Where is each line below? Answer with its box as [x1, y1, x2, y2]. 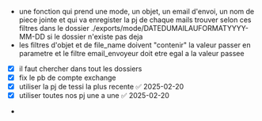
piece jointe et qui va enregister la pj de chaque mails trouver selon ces [18, 15, 252, 25]
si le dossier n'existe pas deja [46, 32, 143, 41]
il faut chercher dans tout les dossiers [18, 64, 142, 74]
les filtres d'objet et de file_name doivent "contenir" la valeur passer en [18, 40, 251, 50]
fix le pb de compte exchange [18, 73, 116, 82]
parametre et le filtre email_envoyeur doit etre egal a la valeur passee [18, 49, 245, 58]
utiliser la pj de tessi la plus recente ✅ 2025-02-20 [18, 82, 184, 92]
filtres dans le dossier [18, 24, 90, 32]
